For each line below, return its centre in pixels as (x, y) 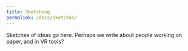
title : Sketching (28, 12)
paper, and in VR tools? (35, 41)
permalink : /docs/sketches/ (42, 18)
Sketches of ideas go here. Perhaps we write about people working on (94, 35)
